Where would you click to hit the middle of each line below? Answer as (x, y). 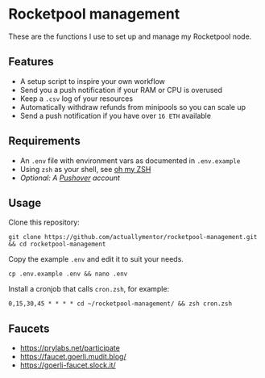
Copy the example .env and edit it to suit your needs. (96, 259)
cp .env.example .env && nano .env (68, 274)
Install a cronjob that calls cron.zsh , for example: (89, 289)
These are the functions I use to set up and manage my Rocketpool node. (130, 36)
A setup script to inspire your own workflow (92, 81)
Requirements (44, 141)
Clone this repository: (44, 222)
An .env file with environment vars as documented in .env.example (130, 160)
